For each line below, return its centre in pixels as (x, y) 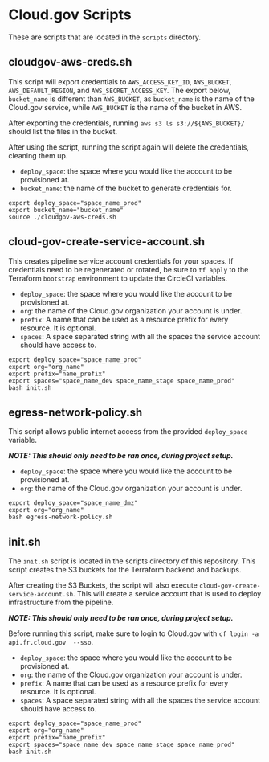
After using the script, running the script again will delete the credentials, (128, 147)
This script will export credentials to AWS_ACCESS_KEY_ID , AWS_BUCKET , (120, 81)
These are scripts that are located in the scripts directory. (105, 37)
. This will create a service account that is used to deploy (167, 594)
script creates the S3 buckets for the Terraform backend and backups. (125, 570)
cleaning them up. (38, 155)
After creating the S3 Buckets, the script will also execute (103, 585)
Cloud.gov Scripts (70, 15)
